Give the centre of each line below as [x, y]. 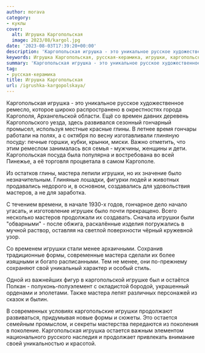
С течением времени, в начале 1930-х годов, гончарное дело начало [97, 204]
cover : [15, 29]
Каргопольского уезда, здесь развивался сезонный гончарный [89, 122]
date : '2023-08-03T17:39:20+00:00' [52, 46]
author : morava [26, 12]
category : [19, 18]
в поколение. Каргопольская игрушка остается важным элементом [95, 330]
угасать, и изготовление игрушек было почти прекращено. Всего [92, 211]
